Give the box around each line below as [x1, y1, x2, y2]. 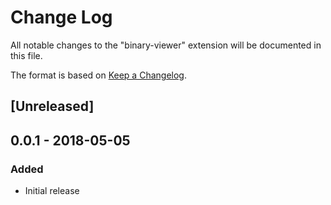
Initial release [24, 185, 80, 197]
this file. [10, 49, 43, 61]
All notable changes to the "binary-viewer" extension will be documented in [10, 39, 322, 51]
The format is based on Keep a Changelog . [10, 69, 187, 81]
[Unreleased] [10, 98, 95, 115]
